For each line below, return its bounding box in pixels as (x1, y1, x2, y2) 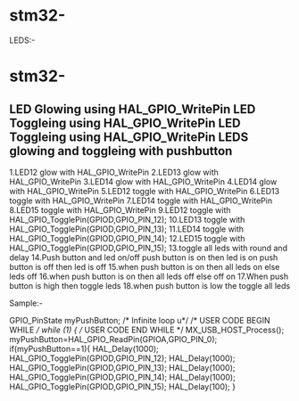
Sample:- (9, 298, 43, 308)
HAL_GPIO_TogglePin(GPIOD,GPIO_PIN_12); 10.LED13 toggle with (9, 214, 245, 225)
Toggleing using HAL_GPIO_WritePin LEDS (9, 129, 249, 144)
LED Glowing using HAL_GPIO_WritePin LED (9, 102, 256, 117)
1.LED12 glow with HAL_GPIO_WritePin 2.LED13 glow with (9, 167, 219, 177)
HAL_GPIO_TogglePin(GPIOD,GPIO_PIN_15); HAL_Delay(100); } (9, 381, 237, 392)
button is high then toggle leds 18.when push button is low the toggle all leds (9, 280, 291, 291)
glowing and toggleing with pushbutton (9, 143, 233, 159)
